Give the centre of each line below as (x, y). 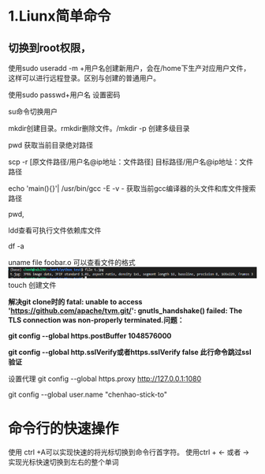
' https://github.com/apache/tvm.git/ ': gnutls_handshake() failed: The (125, 310)
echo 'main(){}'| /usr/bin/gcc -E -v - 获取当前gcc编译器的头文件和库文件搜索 (132, 188)
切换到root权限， (50, 48)
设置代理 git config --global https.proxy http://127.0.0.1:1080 (105, 379)
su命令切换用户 (33, 112)
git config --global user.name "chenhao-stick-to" (88, 394)
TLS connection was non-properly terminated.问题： (96, 319)
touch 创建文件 (32, 285)
